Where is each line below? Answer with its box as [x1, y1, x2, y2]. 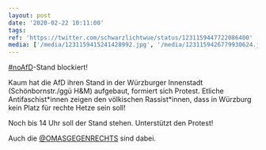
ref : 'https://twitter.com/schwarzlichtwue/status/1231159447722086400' [8, 33, 253, 42]
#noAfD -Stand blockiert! [8, 62, 89, 72]
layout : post [8, 11, 51, 20]
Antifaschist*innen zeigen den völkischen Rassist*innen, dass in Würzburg [8, 95, 252, 104]
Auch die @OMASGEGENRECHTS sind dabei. [8, 133, 157, 143]
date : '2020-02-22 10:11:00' [8, 19, 104, 27]
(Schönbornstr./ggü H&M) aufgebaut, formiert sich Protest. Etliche [8, 86, 224, 96]
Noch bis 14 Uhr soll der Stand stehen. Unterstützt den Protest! [8, 118, 214, 128]
